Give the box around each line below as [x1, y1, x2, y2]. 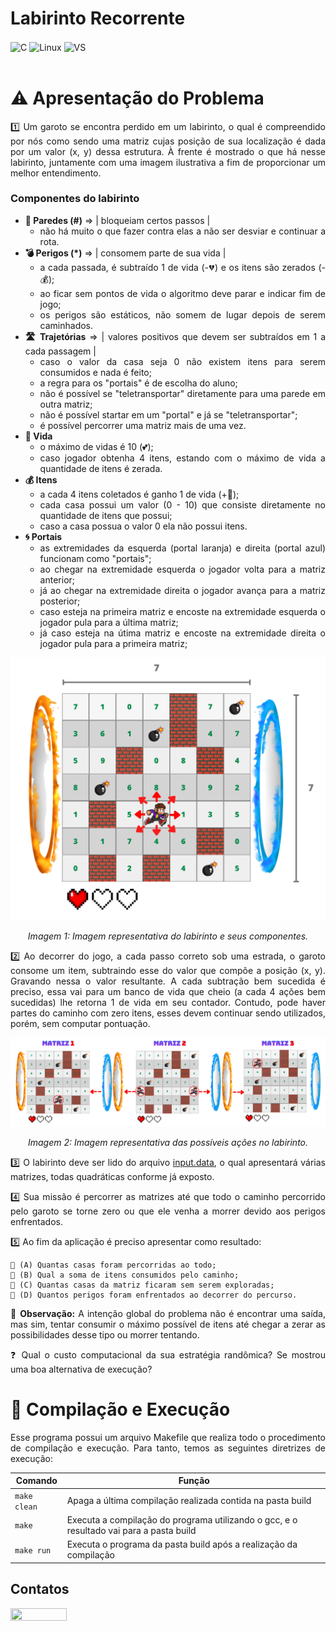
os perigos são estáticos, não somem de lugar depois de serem [39, 308, 326, 321]
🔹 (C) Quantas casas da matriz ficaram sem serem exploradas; [10, 1280, 275, 1290]
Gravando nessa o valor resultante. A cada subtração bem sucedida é [10, 975, 326, 987]
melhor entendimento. [10, 167, 102, 179]
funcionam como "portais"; [39, 552, 152, 564]
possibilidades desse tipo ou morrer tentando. [10, 1328, 200, 1341]
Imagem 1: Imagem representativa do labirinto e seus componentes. [27, 930, 309, 942]
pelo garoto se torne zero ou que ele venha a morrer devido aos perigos [10, 1205, 326, 1217]
